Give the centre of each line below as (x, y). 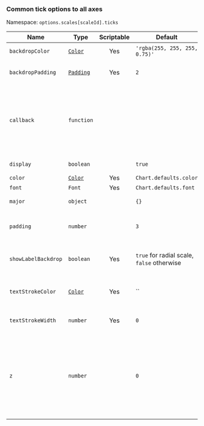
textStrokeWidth (33, 321)
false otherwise (158, 263)
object (78, 201)
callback (22, 120)
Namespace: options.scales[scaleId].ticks (62, 22)
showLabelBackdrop (36, 259)
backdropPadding (33, 73)
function (81, 120)
